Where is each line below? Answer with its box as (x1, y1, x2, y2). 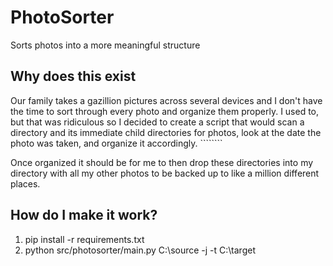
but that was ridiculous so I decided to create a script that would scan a (10, 116, 305, 128)
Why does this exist (10, 68, 137, 85)
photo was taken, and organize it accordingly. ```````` (10, 137, 223, 149)
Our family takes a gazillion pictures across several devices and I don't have (10, 94, 323, 106)
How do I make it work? (10, 207, 158, 224)
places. (10, 177, 41, 190)
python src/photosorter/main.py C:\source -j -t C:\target (24, 244, 256, 256)
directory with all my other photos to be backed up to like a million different (10, 167, 320, 179)
